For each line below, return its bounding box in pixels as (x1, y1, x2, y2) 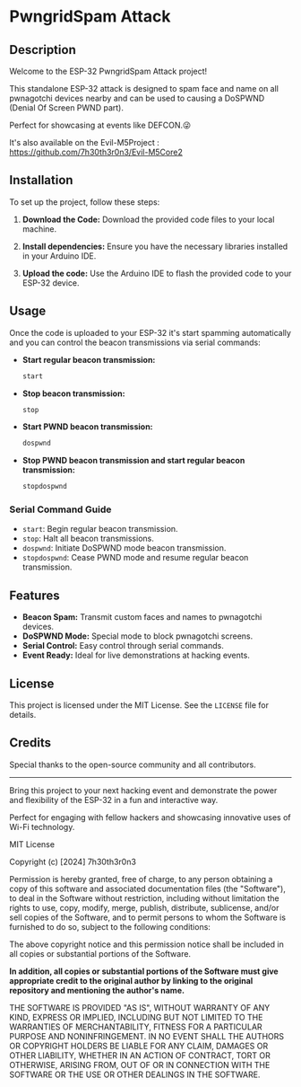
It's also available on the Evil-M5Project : (9, 137, 159, 147)
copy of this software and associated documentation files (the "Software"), (9, 883, 287, 894)
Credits (9, 735, 52, 751)
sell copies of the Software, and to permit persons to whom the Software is (9, 912, 287, 923)
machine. (21, 223, 57, 234)
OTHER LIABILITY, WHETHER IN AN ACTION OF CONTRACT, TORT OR (9, 1049, 271, 1061)
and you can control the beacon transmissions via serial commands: (9, 337, 262, 348)
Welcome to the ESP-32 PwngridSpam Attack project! (9, 66, 208, 76)
